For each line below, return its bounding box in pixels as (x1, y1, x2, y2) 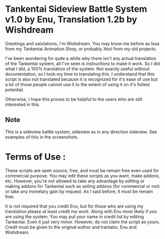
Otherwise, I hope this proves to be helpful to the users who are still (5, 96, 142, 102)
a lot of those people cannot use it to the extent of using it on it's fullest (5, 81, 150, 87)
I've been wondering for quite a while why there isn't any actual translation (5, 55, 157, 61)
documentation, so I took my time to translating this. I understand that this (5, 71, 155, 77)
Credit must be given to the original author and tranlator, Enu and (5, 224, 137, 230)
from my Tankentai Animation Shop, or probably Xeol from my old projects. (5, 46, 157, 52)
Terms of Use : (5, 151, 66, 162)
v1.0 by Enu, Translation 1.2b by (5, 14, 137, 25)
